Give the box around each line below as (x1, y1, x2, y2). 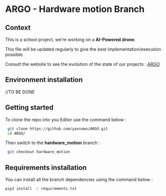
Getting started (5, 103, 54, 112)
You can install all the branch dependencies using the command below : (5, 177, 153, 183)
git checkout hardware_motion (7, 150, 70, 155)
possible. (5, 51, 24, 57)
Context (5, 23, 31, 32)
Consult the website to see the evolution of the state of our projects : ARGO (5, 61, 160, 67)
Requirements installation (5, 163, 87, 172)
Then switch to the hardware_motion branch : (5, 140, 100, 146)
